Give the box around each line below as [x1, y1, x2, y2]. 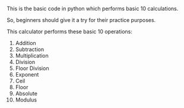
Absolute [15, 90, 38, 97]
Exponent [15, 71, 39, 78]
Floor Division [15, 65, 49, 72]
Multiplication [15, 52, 49, 59]
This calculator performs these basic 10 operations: [7, 28, 133, 35]
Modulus [15, 96, 37, 103]
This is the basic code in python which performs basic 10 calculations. [7, 5, 179, 12]
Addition [15, 40, 36, 46]
